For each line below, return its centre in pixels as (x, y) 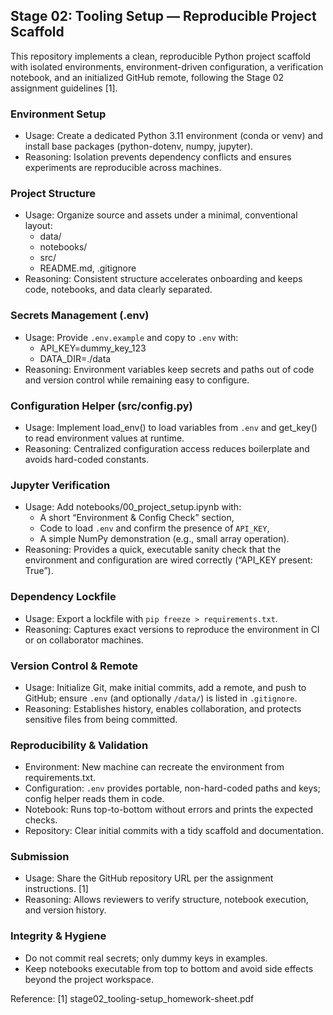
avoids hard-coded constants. (87, 459)
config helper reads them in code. (94, 799)
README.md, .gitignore (88, 268)
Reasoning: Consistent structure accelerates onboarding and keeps (163, 279)
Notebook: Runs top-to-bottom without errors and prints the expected (168, 810)
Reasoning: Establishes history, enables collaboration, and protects (163, 708)
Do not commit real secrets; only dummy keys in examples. (146, 958)
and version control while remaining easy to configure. (137, 380)
